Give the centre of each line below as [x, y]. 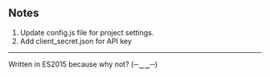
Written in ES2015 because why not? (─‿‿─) [83, 64]
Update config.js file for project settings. [87, 32]
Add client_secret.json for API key [76, 41]
